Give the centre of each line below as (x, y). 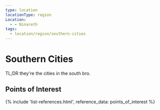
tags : (11, 29)
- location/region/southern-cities (48, 34)
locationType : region (28, 15)
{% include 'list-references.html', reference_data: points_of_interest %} (80, 102)
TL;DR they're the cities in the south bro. (48, 73)
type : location (22, 10)
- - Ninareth (24, 24)
